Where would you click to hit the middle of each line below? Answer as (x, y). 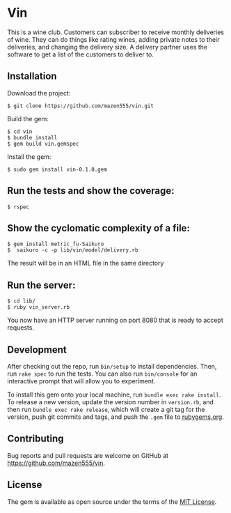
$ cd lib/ (22, 301)
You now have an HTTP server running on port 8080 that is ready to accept (115, 320)
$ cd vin (20, 131)
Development (37, 350)
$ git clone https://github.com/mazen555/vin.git (81, 106)
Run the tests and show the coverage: (91, 191)
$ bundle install (32, 137)
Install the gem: (29, 156)
